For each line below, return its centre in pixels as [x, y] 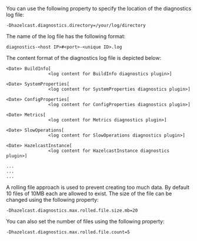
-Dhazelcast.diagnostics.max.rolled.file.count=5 [68, 232]
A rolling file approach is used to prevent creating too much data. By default [98, 187]
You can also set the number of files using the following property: [85, 221]
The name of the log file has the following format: [66, 36]
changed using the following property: [52, 200]
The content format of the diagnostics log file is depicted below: [84, 58]
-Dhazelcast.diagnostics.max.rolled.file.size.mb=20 [72, 211]
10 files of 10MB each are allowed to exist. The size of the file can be [89, 194]
